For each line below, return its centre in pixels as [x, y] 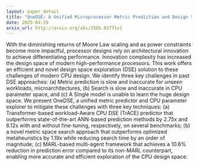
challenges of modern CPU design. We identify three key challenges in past [98, 76]
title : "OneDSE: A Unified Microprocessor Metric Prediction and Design [97, 17]
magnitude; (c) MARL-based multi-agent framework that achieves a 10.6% [96, 144]
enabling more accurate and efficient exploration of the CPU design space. [97, 157]
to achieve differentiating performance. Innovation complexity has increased [99, 57]
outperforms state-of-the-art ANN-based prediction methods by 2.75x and [97, 119]
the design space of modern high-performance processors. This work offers [99, 63]
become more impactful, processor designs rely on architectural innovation [97, 51]
